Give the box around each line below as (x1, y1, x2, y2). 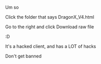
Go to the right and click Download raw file (5, 24, 94, 30)
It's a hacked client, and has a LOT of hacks (5, 43, 96, 49)
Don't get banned (5, 53, 42, 59)
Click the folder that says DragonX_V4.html (5, 14, 94, 20)
